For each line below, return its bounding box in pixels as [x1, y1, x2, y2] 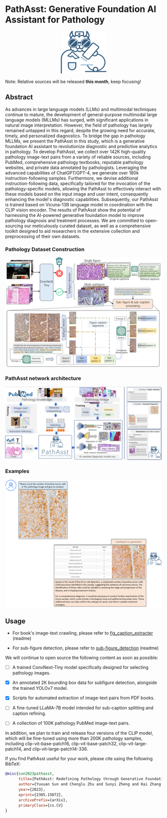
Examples [5, 468, 30, 475]
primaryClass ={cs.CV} [18, 803, 64, 808]
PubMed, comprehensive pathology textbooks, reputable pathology [5, 159, 144, 165]
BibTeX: [5, 761, 21, 767]
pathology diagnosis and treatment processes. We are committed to [5, 217, 144, 223]
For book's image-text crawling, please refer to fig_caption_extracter [12, 630, 153, 636]
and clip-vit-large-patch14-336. [23, 746, 88, 752]
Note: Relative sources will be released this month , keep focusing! [5, 78, 142, 84]
